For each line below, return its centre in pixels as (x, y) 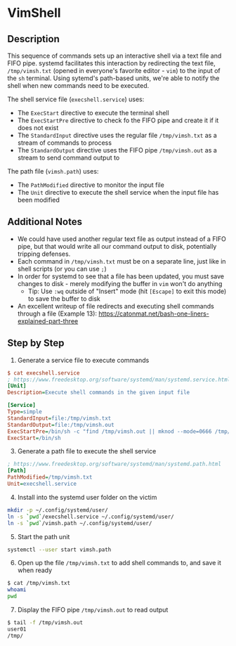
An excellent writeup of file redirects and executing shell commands (116, 306)
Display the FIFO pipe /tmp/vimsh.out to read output (93, 610)
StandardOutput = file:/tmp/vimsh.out (61, 425)
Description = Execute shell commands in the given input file (99, 393)
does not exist (38, 128)
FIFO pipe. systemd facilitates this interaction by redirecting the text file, (111, 63)
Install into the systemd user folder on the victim (87, 497)
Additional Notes (45, 222)
